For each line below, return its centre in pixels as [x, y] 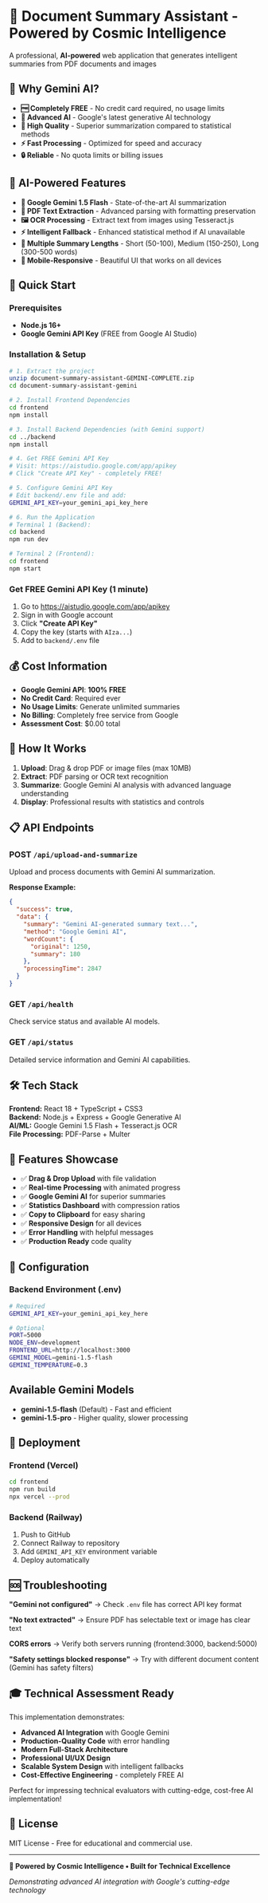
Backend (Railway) [46, 1517]
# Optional [27, 1328]
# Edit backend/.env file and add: [68, 495]
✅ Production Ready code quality [76, 1242]
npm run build [33, 1490]
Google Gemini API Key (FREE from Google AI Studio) [109, 334]
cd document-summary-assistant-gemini [73, 386]
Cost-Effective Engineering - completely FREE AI [102, 1775]
